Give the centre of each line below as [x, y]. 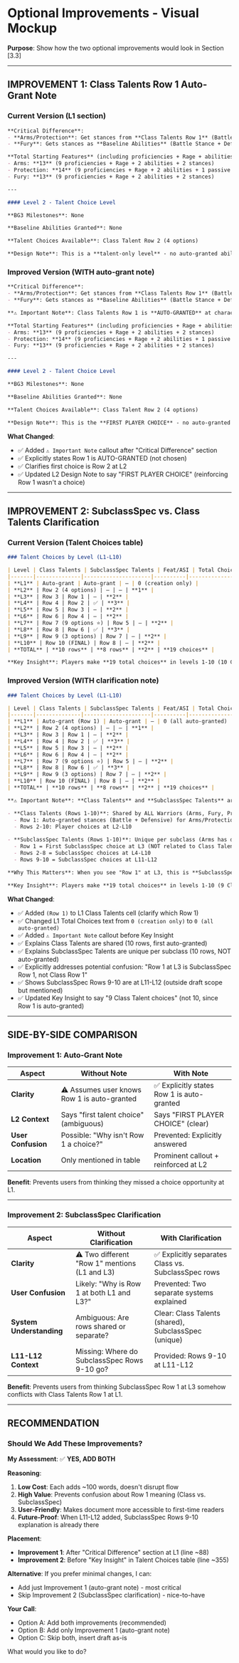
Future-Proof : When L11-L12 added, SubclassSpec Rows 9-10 [108, 1517]
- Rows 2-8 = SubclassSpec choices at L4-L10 [83, 853]
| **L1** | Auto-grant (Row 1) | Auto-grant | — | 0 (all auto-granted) [117, 722]
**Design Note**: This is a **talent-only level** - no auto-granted [113, 254]
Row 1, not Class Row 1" [52, 975]
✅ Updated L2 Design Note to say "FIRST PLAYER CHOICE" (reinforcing [123, 474]
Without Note [104, 1074]
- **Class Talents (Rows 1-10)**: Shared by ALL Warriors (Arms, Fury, [116, 813]
